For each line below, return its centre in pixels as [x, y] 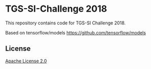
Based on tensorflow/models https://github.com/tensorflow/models [75, 32]
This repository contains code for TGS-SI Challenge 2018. [65, 23]
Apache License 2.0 [26, 61]
